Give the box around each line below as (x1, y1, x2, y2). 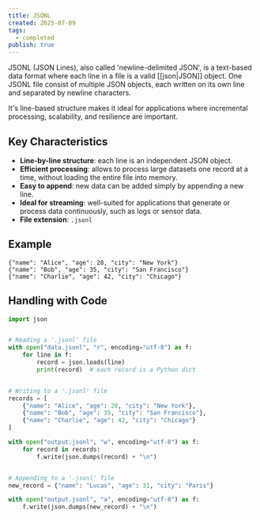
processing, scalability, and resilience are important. (8, 112, 179, 121)
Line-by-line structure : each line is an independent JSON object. (19, 155, 233, 165)
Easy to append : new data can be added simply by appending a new (19, 181, 244, 190)
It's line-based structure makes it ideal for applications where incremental (8, 104, 248, 113)
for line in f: (22, 351, 73, 359)
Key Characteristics (8, 135, 108, 148)
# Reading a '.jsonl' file (8, 336, 97, 345)
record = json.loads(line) (36, 358, 126, 367)
